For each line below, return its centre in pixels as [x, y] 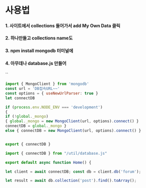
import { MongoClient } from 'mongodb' [47, 84]
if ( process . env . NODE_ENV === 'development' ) [54, 107]
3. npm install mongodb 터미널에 [39, 51]
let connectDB [20, 98]
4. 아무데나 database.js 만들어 [36, 63]
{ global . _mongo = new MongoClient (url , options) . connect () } [72, 121]
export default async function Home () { [48, 162]
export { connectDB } [28, 144]
